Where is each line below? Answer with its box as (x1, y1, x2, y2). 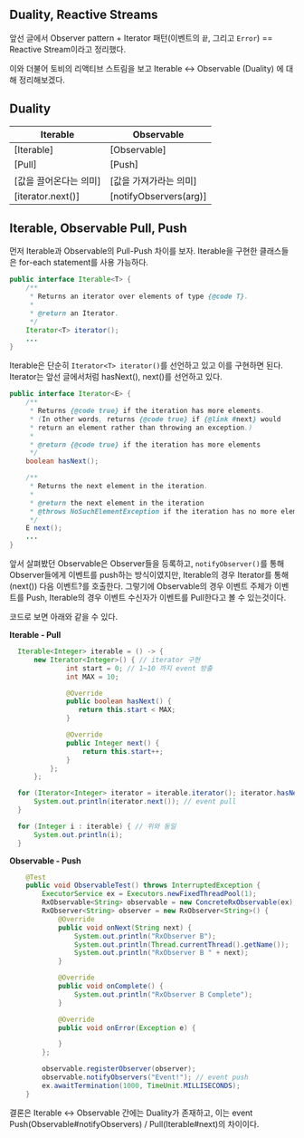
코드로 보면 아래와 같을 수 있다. (9, 612, 119, 622)
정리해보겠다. (18, 74, 66, 85)
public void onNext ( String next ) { (57, 923, 193, 932)
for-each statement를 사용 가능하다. (18, 257, 149, 268)
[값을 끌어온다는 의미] (14, 174, 101, 187)
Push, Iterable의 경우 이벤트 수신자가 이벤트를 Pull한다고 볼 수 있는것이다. (25, 593, 287, 603)
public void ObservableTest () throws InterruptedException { (25, 881, 261, 891)
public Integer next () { (66, 738, 160, 747)
